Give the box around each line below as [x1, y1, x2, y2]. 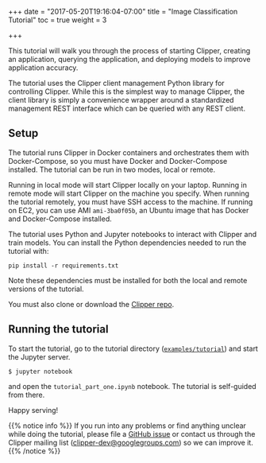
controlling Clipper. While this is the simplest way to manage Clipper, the [8, 87, 245, 96]
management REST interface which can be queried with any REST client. [8, 103, 246, 113]
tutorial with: [8, 246, 49, 255]
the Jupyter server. [8, 352, 71, 361]
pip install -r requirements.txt [8, 262, 119, 270]
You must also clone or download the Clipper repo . [8, 299, 175, 309]
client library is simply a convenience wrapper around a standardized [8, 95, 234, 104]
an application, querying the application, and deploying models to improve [8, 55, 251, 64]
